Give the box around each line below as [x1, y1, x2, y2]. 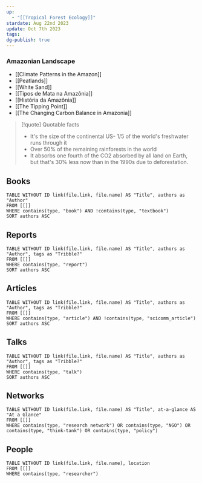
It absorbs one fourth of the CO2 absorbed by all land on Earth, [30, 152, 187, 159]
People [6, 444, 33, 455]
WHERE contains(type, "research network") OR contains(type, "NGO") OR [6, 422, 191, 429]
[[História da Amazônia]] [15, 96, 77, 103]
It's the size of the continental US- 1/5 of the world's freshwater [30, 133, 189, 140]
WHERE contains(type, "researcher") [6, 471, 99, 477]
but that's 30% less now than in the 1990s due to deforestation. [30, 159, 189, 166]
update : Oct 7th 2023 [6, 25, 61, 32]
